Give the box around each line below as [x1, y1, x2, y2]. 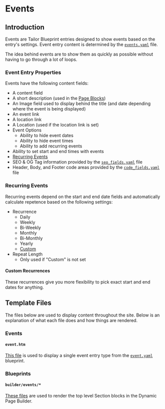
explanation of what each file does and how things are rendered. [5, 317, 138, 323]
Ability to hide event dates [19, 132, 74, 138]
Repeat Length [12, 251, 43, 257]
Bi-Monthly [19, 235, 43, 241]
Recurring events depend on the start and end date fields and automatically [5, 193, 161, 199]
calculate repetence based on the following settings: [5, 198, 113, 205]
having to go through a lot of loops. [5, 56, 77, 62]
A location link [12, 116, 42, 122]
